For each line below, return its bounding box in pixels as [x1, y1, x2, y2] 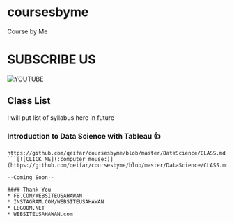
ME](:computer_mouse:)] [44, 155, 114, 162]
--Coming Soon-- [7, 174, 54, 181]
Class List [7, 95, 51, 107]
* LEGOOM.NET [7, 204, 45, 211]
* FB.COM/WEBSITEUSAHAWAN [7, 192, 82, 199]
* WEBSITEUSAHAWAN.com [7, 210, 73, 217]
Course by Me [7, 27, 48, 36]
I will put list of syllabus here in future [7, 113, 115, 122]
